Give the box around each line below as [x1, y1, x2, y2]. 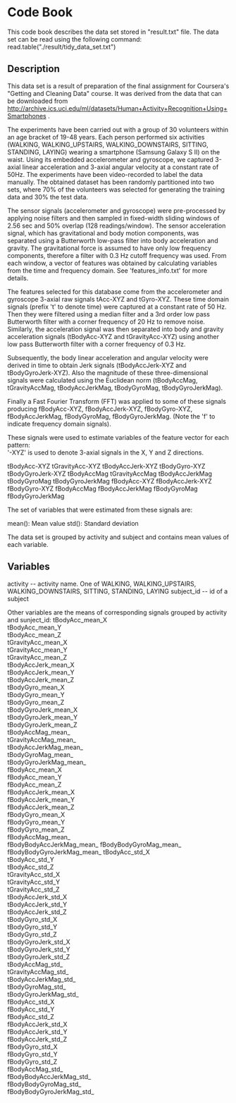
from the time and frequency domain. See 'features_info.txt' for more [7, 266, 208, 275]
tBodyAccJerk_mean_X [7, 660, 75, 669]
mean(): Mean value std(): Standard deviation [7, 519, 139, 527]
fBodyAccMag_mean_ [7, 832, 70, 841]
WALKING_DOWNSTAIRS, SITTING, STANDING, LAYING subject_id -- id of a [7, 586, 228, 596]
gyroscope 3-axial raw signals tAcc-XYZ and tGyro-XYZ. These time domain [7, 295, 230, 303]
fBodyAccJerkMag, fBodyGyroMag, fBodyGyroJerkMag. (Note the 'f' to [7, 412, 216, 420]
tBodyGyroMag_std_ [7, 982, 66, 991]
